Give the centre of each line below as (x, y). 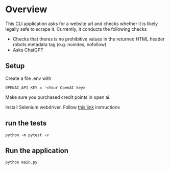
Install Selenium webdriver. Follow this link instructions (63, 107)
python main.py (21, 162)
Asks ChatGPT (28, 50)
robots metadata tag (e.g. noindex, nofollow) (59, 44)
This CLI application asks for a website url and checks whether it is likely (82, 24)
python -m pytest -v (27, 135)
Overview (26, 9)
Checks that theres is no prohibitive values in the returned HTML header (89, 39)
